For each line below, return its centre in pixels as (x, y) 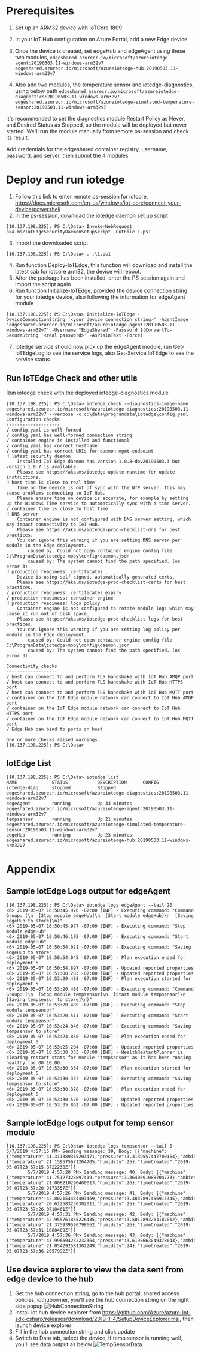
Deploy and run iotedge (66, 180)
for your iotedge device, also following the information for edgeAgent (100, 297)
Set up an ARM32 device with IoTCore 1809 (68, 28)
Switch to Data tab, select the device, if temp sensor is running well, (98, 1338)
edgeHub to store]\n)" (34, 921)
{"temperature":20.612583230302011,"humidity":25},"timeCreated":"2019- (99, 1204)
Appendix (31, 869)
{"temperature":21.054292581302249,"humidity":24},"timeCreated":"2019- (99, 1246)
